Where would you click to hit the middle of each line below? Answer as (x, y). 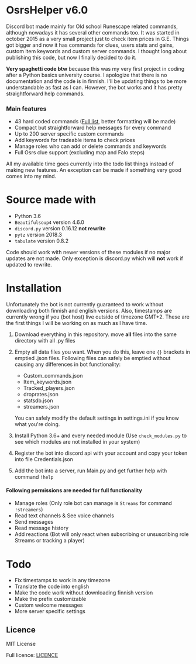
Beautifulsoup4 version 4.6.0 (49, 222)
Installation (34, 288)
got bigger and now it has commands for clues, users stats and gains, (90, 45)
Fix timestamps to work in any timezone (62, 580)
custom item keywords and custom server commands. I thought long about (97, 51)
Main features (26, 109)
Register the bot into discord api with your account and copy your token (101, 453)
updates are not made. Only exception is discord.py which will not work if (94, 258)
